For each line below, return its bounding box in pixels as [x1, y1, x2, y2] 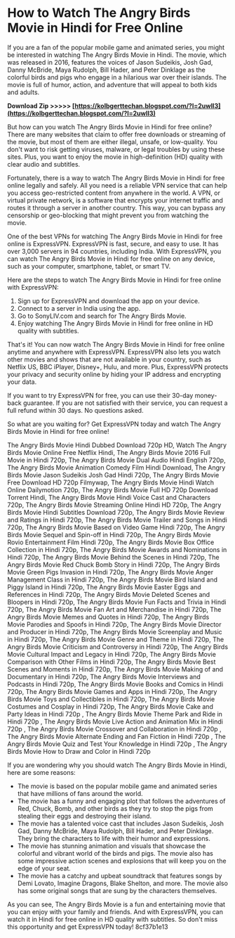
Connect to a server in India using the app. [17, 304, 141, 312]
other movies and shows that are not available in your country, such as [7, 355, 212, 364]
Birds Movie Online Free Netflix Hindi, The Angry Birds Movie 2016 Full [7, 448, 210, 456]
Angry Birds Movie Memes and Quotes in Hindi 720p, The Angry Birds [7, 612, 210, 621]
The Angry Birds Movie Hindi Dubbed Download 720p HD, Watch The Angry [7, 441, 227, 449]
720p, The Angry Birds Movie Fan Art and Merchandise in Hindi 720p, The [7, 605, 222, 613]
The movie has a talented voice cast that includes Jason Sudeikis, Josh [17, 819, 224, 828]
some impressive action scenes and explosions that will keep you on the [17, 856, 227, 865]
